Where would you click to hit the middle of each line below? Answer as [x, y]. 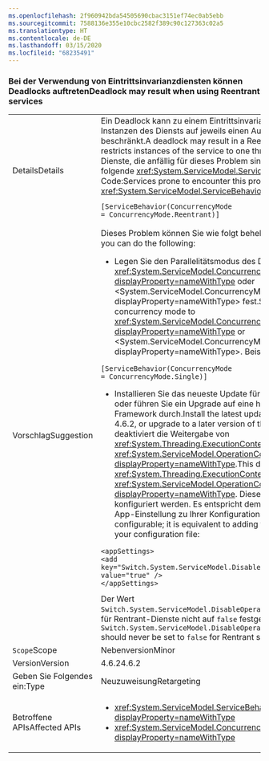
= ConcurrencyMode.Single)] [154, 377]
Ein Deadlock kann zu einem [154, 121]
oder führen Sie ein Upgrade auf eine [185, 404]
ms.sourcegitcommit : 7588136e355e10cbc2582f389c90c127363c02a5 [116, 23]
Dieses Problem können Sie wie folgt [169, 234]
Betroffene [32, 718]
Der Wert [117, 599]
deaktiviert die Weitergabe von [172, 434]
